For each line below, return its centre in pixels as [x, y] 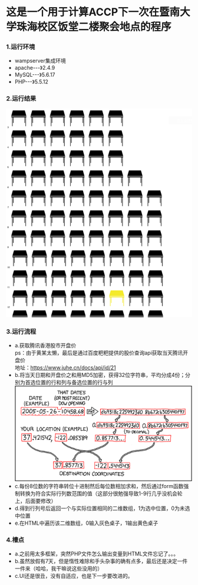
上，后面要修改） [35, 500]
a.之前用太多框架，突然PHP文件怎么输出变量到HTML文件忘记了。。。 [96, 554]
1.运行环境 [21, 47]
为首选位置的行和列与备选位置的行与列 [66, 382]
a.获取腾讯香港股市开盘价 [45, 346]
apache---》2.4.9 [35, 68]
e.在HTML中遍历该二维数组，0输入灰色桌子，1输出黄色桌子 [86, 523]
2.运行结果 [21, 99]
